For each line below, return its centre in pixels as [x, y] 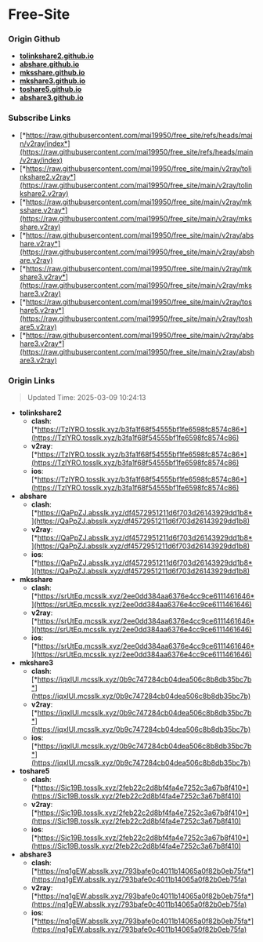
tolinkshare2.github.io [56, 56]
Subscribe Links [40, 118]
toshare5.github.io [50, 89]
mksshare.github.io [52, 73]
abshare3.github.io [51, 98]
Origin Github [34, 39]
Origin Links [32, 380]
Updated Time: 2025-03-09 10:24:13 [86, 398]
